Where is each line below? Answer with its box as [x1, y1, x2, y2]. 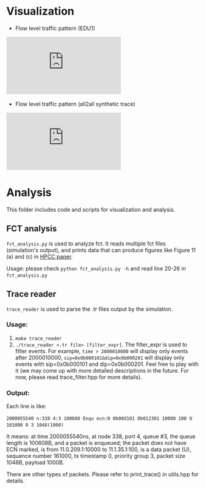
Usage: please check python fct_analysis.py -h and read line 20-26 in [6, 264, 186, 272]
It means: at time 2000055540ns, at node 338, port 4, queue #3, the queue [6, 433, 196, 440]
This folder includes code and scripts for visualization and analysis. [6, 206, 176, 213]
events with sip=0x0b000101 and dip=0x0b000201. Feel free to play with [15, 360, 199, 368]
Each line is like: [6, 403, 47, 410]
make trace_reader [15, 335, 62, 342]
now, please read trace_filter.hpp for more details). [15, 373, 142, 381]
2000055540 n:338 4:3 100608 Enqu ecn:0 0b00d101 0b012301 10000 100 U [6, 416, 192, 422]
